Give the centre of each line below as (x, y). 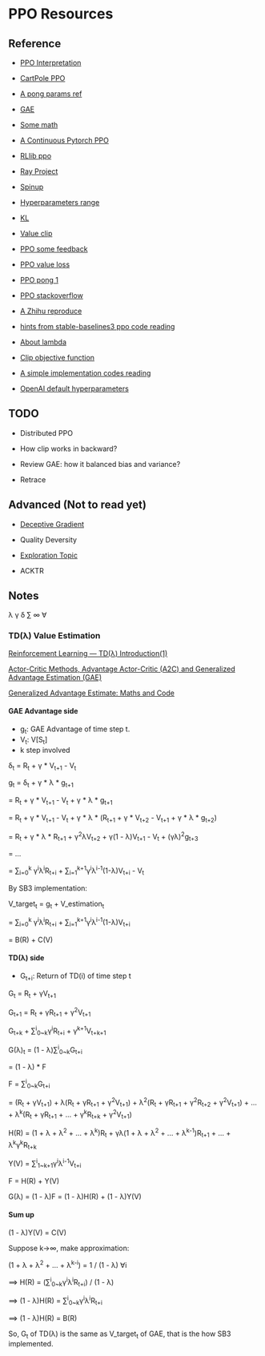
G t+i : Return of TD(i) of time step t (75, 976)
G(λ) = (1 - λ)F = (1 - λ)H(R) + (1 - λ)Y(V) (75, 1196)
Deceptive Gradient (52, 524)
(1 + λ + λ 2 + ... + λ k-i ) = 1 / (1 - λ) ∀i (68, 1264)
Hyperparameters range (60, 202)
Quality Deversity (48, 539)
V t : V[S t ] (34, 740)
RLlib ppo (36, 156)
